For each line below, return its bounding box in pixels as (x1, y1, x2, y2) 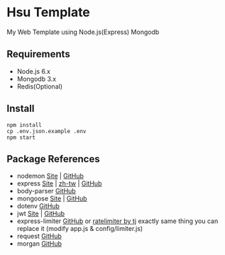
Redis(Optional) (16, 82, 63, 91)
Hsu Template (6, 4, 90, 21)
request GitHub (16, 232, 62, 241)
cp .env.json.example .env (6, 127, 87, 135)
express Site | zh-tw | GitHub (16, 179, 102, 188)
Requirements (6, 48, 70, 60)
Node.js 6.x (16, 67, 51, 75)
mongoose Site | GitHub (16, 194, 87, 203)
